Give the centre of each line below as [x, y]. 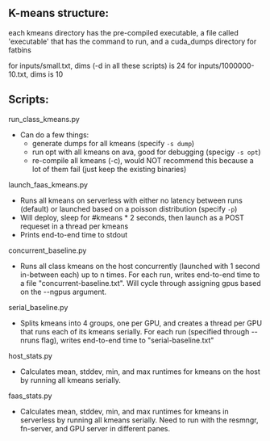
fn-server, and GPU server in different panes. [95, 428]
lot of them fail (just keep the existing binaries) [109, 169]
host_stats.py [30, 355]
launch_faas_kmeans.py [48, 184]
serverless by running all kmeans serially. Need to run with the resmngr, [139, 420]
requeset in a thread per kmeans [74, 226]
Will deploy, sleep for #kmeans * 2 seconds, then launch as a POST [132, 217]
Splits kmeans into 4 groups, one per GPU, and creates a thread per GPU [141, 323]
